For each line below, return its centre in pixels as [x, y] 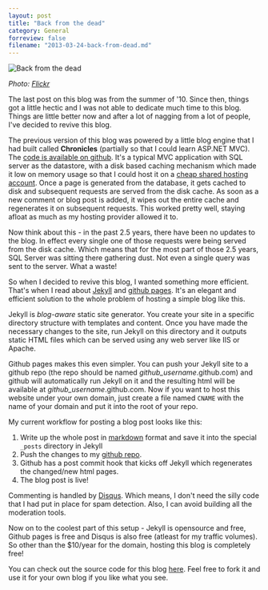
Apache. [22, 348]
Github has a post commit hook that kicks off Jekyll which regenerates [136, 463]
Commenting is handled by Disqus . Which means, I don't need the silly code [134, 496]
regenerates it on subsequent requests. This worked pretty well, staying [127, 208]
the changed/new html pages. [69, 472]
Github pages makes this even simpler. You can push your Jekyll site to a [128, 364]
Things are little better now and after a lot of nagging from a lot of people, [130, 116]
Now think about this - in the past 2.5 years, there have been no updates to [132, 232]
